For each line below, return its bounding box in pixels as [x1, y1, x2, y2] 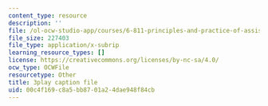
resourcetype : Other [8, 71, 77, 79]
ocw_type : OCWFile [8, 64, 69, 72]
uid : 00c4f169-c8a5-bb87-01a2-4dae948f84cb [8, 85, 156, 94]
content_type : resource [8, 11, 88, 20]
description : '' [8, 19, 62, 27]
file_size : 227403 [8, 33, 69, 42]
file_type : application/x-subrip [8, 41, 120, 49]
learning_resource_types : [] [8, 49, 105, 57]
